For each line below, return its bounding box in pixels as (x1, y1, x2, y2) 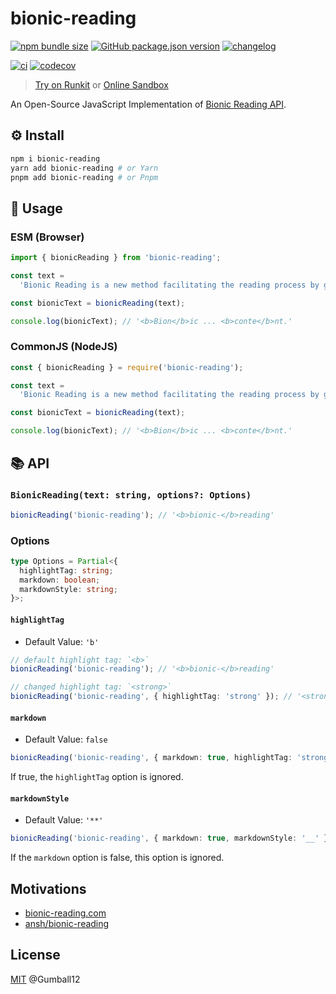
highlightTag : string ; (19, 565, 114, 576)
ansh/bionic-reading (24, 918, 110, 930)
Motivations (10, 880, 87, 897)
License (10, 947, 61, 964)
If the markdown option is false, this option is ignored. (10, 852, 225, 864)
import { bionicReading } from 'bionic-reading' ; (10, 253, 222, 263)
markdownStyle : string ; (19, 584, 118, 594)
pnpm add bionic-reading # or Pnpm (10, 172, 159, 182)
